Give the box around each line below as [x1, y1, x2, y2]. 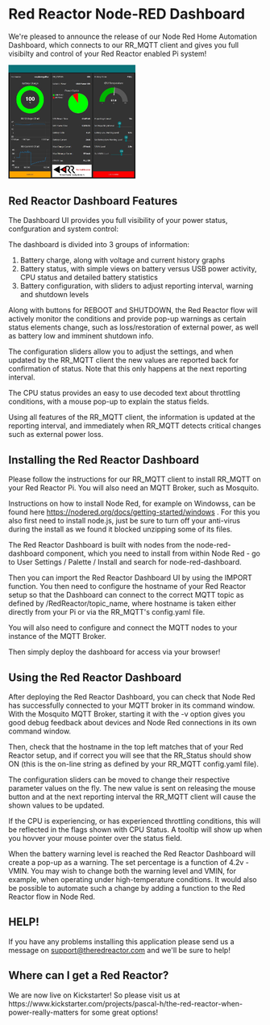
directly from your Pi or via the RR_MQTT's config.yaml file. [8, 607, 206, 617]
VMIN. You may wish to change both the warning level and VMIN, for [8, 866, 236, 876]
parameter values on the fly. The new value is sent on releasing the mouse [8, 783, 256, 792]
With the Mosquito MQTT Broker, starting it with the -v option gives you [8, 709, 246, 719]
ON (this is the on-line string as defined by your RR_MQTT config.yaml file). [8, 759, 260, 768]
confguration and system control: [8, 224, 119, 234]
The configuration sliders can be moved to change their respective [8, 775, 230, 784]
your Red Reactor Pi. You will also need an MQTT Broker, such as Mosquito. [8, 483, 260, 493]
